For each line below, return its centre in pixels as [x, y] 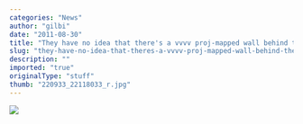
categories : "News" [46, 18]
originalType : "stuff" [52, 76]
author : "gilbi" [40, 26]
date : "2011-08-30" [46, 34]
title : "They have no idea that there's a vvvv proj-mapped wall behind [149, 43]
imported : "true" [42, 68]
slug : [19, 51]
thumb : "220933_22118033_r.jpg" [70, 84]
